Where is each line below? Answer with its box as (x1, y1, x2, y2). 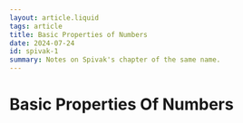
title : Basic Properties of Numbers (9, 30, 148, 39)
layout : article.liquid (9, 13, 100, 23)
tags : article (9, 22, 63, 31)
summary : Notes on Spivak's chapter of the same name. (9, 55, 221, 64)
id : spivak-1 (9, 47, 59, 56)
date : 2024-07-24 (9, 38, 75, 48)
